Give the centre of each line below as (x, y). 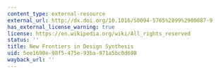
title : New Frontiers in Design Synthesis (71, 47)
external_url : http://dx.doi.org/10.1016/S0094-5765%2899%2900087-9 (110, 20)
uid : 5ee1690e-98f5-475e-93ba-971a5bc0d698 (72, 54)
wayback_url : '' (31, 60)
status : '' (23, 40)
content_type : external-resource (56, 14)
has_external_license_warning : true (61, 27)
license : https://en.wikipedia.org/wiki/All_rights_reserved (99, 33)
